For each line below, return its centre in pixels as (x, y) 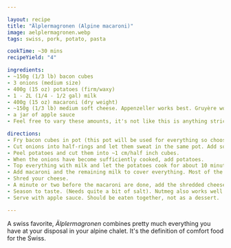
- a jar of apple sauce (41, 115)
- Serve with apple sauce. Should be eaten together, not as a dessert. (113, 198)
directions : (24, 134)
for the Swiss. (26, 238)
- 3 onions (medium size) (44, 83)
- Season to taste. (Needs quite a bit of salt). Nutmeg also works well (115, 191)
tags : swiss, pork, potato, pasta (57, 39)
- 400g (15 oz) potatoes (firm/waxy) (61, 89)
